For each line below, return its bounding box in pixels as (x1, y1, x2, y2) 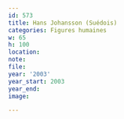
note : (8, 56, 26, 64)
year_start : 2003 (8, 77, 65, 85)
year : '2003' (8, 70, 51, 78)
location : (8, 48, 41, 56)
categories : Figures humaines (8, 26, 108, 34)
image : (8, 92, 30, 100)
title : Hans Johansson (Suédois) (8, 19, 118, 27)
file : (8, 63, 26, 71)
